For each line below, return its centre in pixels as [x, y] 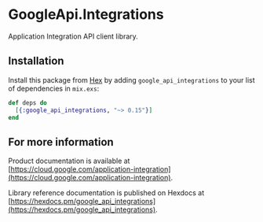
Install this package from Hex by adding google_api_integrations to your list [131, 80]
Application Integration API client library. [73, 36]
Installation [36, 61]
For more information [61, 142]
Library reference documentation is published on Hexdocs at [106, 193]
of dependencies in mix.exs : [54, 88]
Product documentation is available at [69, 161]
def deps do [27, 103]
